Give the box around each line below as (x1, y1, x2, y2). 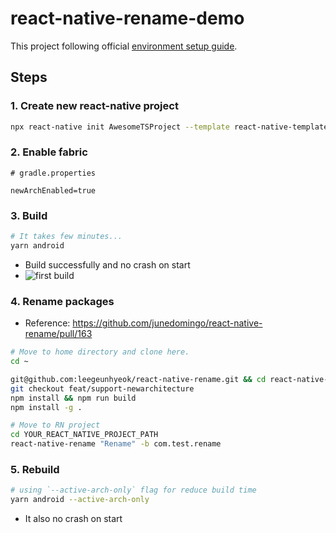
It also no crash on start (24, 513, 123, 525)
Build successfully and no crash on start (24, 258, 191, 271)
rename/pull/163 (24, 328, 93, 340)
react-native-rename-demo (10, 7, 245, 30)
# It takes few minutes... (10, 232, 123, 242)
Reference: (24, 317, 71, 329)
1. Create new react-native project (10, 99, 179, 113)
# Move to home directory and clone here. (10, 347, 190, 357)
